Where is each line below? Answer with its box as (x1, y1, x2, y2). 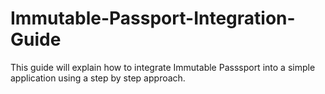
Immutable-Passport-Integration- (10, 7, 296, 30)
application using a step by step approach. (10, 72, 186, 84)
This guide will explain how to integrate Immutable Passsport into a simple (10, 61, 316, 73)
